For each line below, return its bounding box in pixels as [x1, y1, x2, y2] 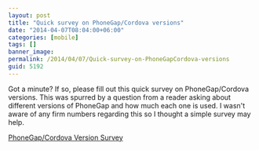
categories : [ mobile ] [8, 33, 79, 42]
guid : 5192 [8, 63, 44, 71]
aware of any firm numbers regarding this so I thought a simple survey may [8, 109, 251, 119]
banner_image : [8, 48, 55, 56]
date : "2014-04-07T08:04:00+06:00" [8, 26, 125, 34]
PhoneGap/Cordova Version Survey [8, 133, 123, 142]
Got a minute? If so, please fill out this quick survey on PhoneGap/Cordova [8, 84, 250, 93]
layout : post [8, 11, 51, 20]
